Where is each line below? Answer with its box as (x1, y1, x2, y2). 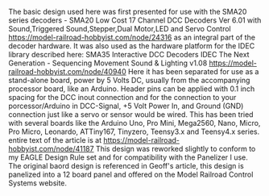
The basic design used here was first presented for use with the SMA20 (8, 7, 247, 16)
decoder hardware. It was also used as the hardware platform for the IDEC (8, 41, 255, 51)
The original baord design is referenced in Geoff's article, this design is (8, 161, 244, 170)
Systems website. (8, 178, 67, 188)
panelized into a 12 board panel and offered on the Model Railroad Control (8, 169, 254, 179)
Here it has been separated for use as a (127, 67, 259, 76)
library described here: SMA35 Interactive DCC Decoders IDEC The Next (8, 50, 250, 59)
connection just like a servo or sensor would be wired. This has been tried (8, 110, 254, 119)
